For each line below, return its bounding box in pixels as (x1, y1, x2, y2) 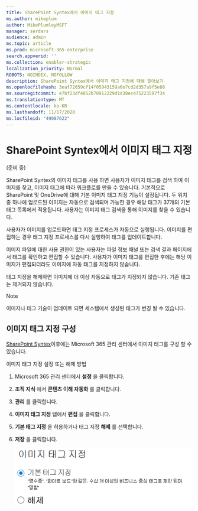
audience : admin (6, 34, 46, 41)
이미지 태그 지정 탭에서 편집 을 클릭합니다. (14, 411, 111, 418)
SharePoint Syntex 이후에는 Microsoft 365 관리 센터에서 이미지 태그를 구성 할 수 (6, 340, 192, 348)
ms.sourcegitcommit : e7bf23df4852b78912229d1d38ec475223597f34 (6, 90, 165, 97)
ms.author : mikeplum (6, 15, 57, 22)
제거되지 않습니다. (12, 281, 54, 288)
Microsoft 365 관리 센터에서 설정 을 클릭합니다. (14, 373, 125, 380)
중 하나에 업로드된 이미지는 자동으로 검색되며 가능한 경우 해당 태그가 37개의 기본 (6, 198, 190, 206)
